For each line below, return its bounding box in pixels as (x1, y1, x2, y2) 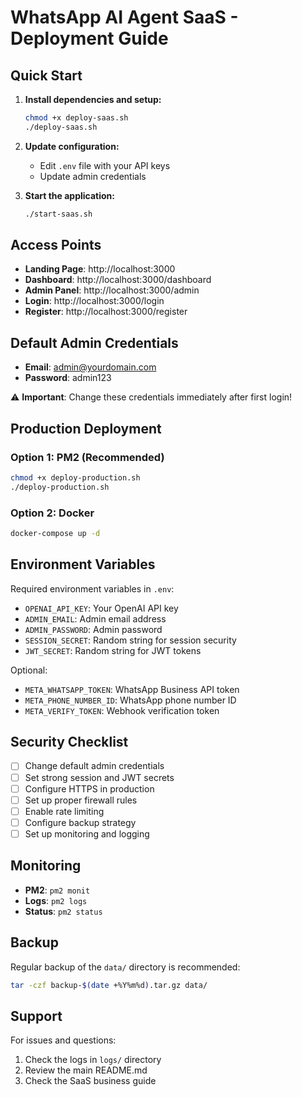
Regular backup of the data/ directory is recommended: (10, 961, 241, 973)
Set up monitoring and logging (24, 827, 150, 840)
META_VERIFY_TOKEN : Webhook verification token (24, 704, 220, 716)
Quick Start (10, 67, 83, 84)
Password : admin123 (24, 372, 112, 384)
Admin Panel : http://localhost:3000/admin (24, 284, 200, 296)
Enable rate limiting (24, 805, 105, 817)
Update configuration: (24, 140, 120, 152)
